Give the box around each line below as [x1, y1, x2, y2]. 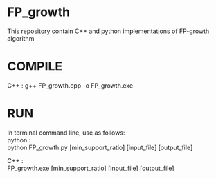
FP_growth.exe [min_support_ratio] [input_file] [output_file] [7, 164, 174, 172]
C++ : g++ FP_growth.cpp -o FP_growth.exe [7, 81, 134, 90]
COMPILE [7, 59, 63, 75]
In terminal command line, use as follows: [7, 129, 125, 137]
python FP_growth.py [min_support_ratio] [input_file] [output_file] [7, 143, 193, 151]
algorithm [7, 34, 35, 42]
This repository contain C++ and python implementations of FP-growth [7, 27, 210, 35]
